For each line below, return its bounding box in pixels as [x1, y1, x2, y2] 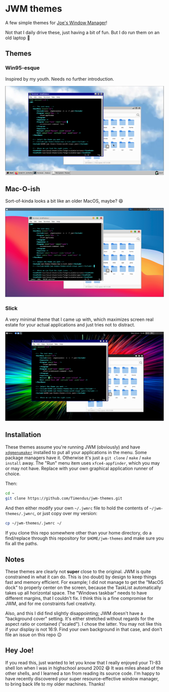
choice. [5, 471, 21, 477]
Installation [5, 430, 41, 439]
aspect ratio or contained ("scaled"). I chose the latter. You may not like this [5, 621, 162, 627]
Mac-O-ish [5, 185, 40, 194]
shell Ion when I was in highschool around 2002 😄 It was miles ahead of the [5, 665, 163, 671]
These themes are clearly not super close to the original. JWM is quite [5, 568, 151, 574]
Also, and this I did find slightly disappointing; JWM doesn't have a [5, 610, 143, 616]
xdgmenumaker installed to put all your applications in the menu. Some [5, 449, 147, 455]
